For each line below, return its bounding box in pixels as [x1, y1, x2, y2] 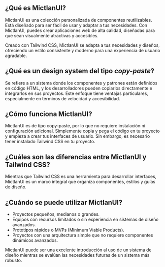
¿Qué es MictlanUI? [5, 4, 66, 12]
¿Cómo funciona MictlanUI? [5, 110, 93, 119]
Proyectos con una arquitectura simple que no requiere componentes [12, 232, 154, 238]
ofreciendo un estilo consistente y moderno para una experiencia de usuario [5, 47, 161, 53]
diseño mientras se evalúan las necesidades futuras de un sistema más [5, 252, 150, 258]
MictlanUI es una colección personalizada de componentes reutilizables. [5, 17, 152, 23]
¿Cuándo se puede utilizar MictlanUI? [5, 198, 123, 207]
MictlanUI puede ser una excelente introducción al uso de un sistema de [5, 247, 152, 253]
